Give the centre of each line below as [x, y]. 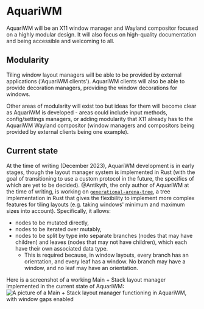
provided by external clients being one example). [68, 131]
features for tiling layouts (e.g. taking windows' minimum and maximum [96, 204]
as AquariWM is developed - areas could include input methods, [87, 112]
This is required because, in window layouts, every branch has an [106, 255]
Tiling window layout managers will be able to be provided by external [94, 75]
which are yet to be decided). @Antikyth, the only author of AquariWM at [98, 185]
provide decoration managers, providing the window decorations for [92, 88]
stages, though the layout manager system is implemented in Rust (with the [101, 172]
